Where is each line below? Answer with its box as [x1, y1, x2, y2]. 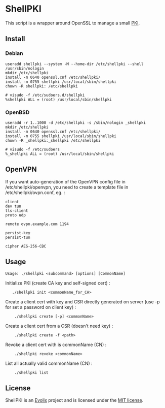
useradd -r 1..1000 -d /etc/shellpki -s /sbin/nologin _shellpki [5, 120, 146, 125]
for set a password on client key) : [5, 304, 76, 310]
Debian [5, 50, 23, 57]
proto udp [5, 212, 26, 217]
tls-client [5, 208, 28, 213]
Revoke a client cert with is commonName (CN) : [5, 341, 107, 348]
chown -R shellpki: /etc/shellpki [5, 83, 78, 89]
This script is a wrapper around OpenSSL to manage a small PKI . [5, 20, 140, 26]
